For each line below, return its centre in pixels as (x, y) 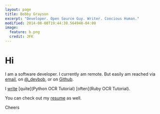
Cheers (12, 107)
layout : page (18, 9)
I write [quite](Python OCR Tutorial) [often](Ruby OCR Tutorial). (68, 88)
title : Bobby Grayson (27, 14)
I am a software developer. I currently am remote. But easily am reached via (80, 74)
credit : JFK (22, 37)
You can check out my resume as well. (43, 98)
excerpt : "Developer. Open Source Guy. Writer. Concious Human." (72, 18)
